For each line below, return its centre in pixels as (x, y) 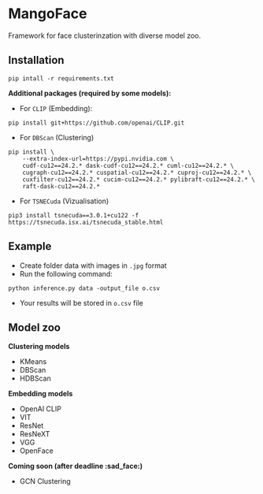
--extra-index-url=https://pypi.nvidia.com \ (98, 158)
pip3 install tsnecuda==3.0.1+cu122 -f (74, 215)
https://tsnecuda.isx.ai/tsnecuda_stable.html (86, 222)
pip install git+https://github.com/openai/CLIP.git (96, 123)
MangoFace (48, 14)
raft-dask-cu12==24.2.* (61, 186)
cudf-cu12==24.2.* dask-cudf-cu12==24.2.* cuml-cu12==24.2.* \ (128, 165)
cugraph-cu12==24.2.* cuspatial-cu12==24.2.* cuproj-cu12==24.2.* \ (137, 173)
